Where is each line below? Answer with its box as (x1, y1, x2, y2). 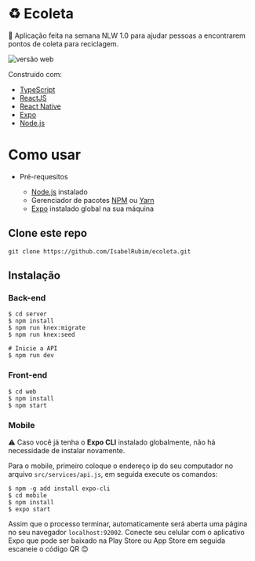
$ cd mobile (8, 491, 47, 500)
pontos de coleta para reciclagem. (8, 39, 119, 48)
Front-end (8, 370, 48, 381)
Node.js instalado (31, 186, 88, 197)
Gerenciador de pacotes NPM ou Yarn (31, 195, 155, 205)
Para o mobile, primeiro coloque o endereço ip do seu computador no (8, 461, 234, 471)
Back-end (8, 293, 46, 303)
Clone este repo (8, 227, 88, 240)
